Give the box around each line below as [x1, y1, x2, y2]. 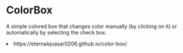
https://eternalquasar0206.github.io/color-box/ [14, 40, 128, 47]
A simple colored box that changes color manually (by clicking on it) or [6, 23, 178, 30]
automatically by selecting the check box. [6, 29, 107, 36]
